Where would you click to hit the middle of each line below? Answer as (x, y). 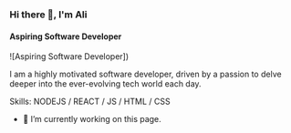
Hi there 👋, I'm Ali (48, 15)
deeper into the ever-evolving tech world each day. (106, 84)
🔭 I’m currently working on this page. (92, 119)
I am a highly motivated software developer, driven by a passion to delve (145, 74)
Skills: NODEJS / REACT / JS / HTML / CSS (90, 102)
